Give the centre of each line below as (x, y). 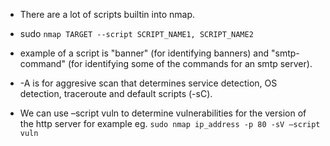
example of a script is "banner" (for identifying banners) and (144, 53)
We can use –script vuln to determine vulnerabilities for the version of (163, 113)
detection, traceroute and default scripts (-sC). (116, 93)
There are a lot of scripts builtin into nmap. (107, 14)
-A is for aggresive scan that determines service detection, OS (148, 83)
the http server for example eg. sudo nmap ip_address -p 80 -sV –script (170, 123)
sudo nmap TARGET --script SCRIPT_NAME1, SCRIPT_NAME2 (136, 33)
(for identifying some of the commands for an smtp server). (190, 63)
